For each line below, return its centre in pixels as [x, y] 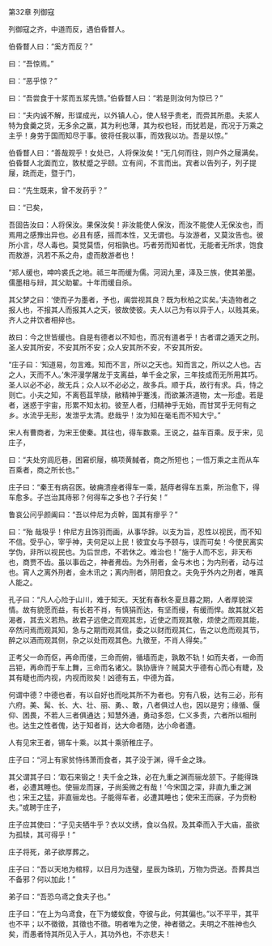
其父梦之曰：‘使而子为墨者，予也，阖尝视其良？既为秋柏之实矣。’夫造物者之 [133, 300]
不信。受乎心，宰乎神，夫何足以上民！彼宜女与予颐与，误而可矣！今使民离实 [136, 542]
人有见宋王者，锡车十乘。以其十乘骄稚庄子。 [83, 743]
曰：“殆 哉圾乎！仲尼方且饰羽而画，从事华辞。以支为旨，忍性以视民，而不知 [135, 532]
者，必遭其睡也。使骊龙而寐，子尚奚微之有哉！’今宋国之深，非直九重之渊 [130, 787]
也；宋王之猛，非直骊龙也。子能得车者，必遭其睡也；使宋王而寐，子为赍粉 [132, 797]
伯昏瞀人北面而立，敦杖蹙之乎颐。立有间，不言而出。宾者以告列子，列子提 [132, 163]
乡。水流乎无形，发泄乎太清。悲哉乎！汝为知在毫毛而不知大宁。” [115, 415]
